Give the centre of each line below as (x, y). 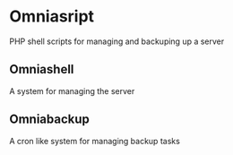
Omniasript (52, 17)
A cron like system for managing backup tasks (95, 141)
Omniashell (42, 69)
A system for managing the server (72, 90)
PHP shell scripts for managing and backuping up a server (117, 41)
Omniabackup (49, 120)
